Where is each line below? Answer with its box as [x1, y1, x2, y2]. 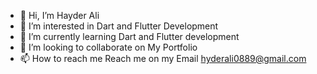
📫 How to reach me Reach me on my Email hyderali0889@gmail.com [19, 53, 307, 64]
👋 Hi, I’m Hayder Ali [19, 10, 100, 21]
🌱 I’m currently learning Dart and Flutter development [19, 31, 240, 42]
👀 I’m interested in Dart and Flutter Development [19, 20, 219, 32]
